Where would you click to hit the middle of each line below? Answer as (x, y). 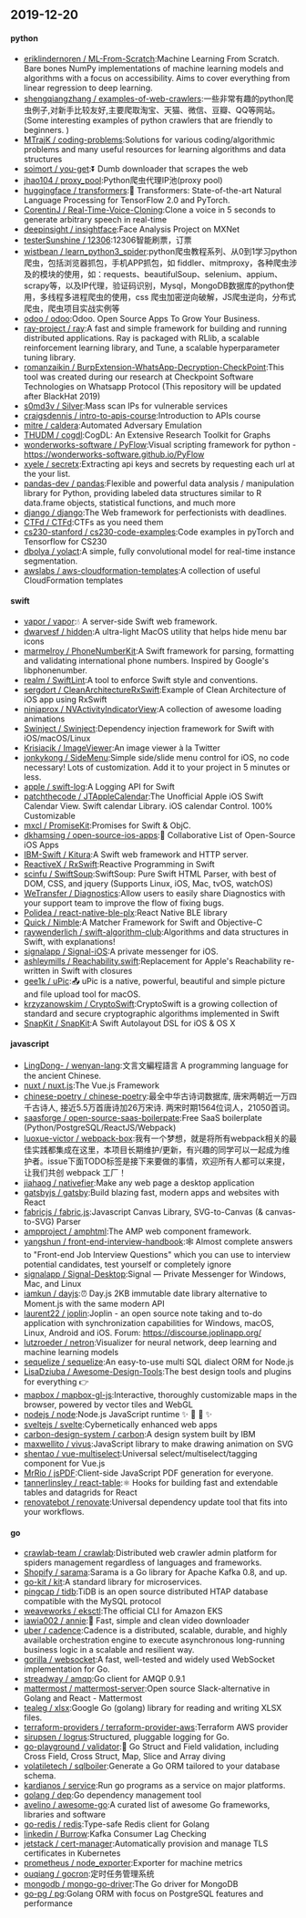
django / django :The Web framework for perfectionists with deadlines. (155, 512)
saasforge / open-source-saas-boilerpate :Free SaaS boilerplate (143, 1118)
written (37, 970)
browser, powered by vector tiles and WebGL (108, 1405)
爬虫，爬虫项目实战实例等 (71, 308)
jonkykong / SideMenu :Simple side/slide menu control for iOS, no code (156, 757)
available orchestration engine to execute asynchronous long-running (154, 1640)
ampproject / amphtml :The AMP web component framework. (137, 1231)
